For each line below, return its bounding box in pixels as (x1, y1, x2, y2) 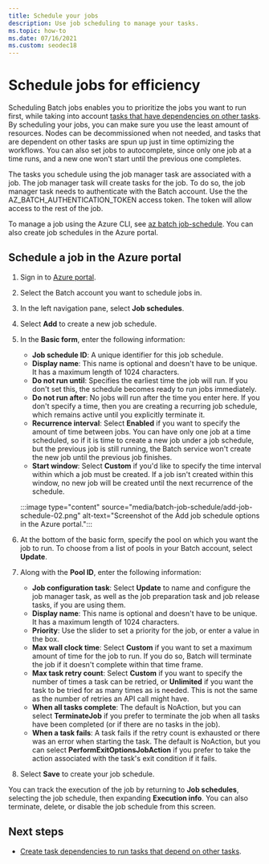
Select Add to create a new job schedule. (19, 319, 157, 328)
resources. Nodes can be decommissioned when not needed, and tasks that (8, 128, 261, 138)
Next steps (8, 825, 64, 839)
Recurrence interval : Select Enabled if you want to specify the (31, 418, 241, 428)
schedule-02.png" (19, 511, 81, 520)
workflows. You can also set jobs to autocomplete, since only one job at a (8, 145, 251, 155)
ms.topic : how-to (8, 26, 67, 35)
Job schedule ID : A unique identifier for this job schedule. (31, 350, 223, 360)
